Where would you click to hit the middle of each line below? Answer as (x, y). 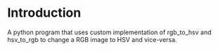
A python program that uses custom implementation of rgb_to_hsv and (109, 32)
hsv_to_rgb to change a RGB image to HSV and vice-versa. (92, 39)
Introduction (44, 13)
